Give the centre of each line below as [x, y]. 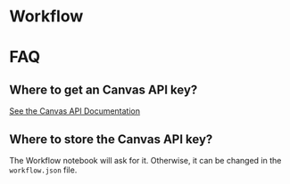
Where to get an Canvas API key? [104, 89]
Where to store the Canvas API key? [111, 139]
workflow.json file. [43, 170]
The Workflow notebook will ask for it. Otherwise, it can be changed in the [145, 160]
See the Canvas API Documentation [75, 111]
